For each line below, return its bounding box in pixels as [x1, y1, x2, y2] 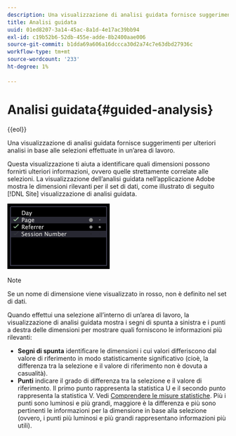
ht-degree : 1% [7, 63, 49, 70]
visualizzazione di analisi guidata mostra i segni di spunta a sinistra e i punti [7, 318, 226, 326]
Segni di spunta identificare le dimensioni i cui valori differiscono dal [17, 346, 216, 355]
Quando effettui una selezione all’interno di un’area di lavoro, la [7, 310, 190, 319]
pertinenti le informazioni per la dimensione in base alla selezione [17, 406, 207, 414]
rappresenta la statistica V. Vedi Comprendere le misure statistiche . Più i [17, 391, 226, 399]
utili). [17, 421, 32, 430]
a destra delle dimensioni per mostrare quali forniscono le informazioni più [7, 325, 223, 333]
